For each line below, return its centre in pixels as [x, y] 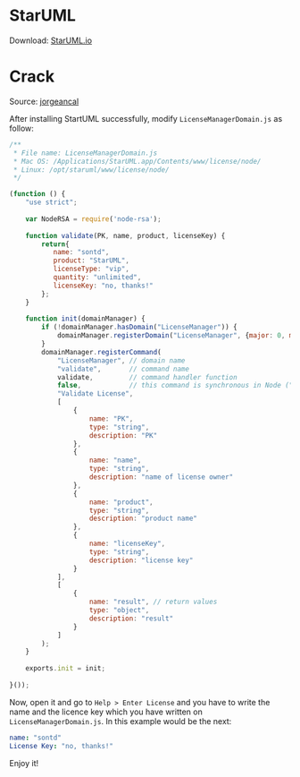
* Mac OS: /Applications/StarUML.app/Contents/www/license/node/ [137, 161]
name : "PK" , [111, 418]
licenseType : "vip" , [91, 269]
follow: [21, 128]
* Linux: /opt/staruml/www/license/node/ [91, 170]
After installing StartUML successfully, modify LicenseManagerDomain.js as [146, 118]
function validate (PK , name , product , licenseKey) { [125, 235]
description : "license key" [141, 560]
